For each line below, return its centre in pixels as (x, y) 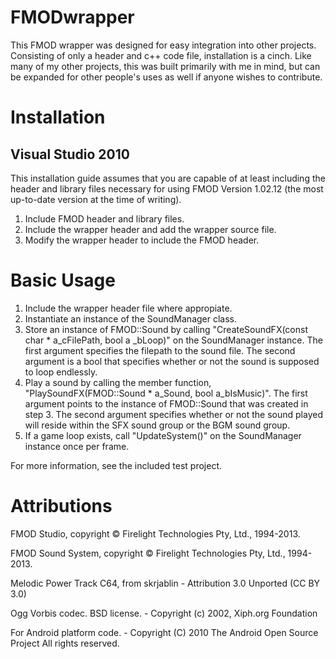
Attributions (61, 506)
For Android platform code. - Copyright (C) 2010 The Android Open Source (164, 632)
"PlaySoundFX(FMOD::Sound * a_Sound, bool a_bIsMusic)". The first (166, 393)
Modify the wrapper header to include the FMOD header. (142, 240)
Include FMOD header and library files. (104, 218)
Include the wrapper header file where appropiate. (128, 308)
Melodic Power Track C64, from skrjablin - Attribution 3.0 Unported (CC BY (165, 583)
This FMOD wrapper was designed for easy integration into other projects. (163, 45)
